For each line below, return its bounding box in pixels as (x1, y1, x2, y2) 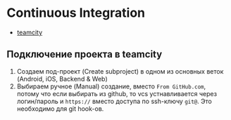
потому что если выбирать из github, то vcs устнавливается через (16, 89, 218, 98)
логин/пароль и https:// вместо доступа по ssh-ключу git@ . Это (16, 97, 212, 105)
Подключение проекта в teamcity (6, 48, 163, 60)
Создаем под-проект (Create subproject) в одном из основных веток (16, 67, 224, 75)
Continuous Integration (6, 5, 146, 21)
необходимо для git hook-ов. (16, 104, 104, 113)
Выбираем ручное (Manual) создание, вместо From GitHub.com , (16, 82, 206, 91)
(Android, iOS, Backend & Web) (16, 74, 108, 83)
